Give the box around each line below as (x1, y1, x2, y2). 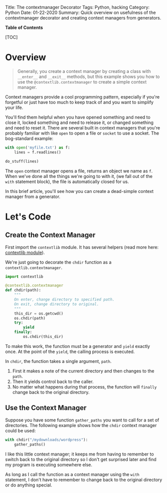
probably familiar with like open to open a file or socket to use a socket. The (5, 130, 160, 136)
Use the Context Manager (5, 403, 87, 412)
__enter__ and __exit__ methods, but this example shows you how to (17, 73, 160, 79)
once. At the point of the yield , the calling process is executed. (5, 348, 135, 354)
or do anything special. (5, 482, 52, 488)
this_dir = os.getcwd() (14, 311, 64, 316)
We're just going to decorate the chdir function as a (5, 259, 112, 265)
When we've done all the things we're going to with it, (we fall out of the (5, 173, 153, 179)
